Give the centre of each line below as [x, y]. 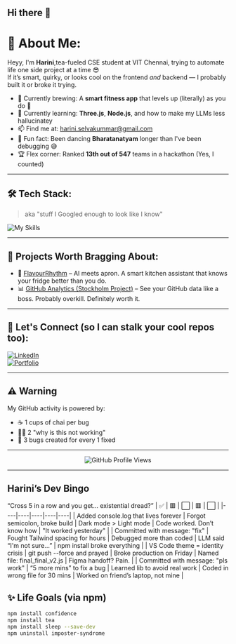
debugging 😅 [37, 146]
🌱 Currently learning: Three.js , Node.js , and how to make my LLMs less [121, 114]
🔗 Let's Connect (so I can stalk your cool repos [111, 327]
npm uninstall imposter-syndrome [56, 633]
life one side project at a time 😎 [53, 70]
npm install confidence [42, 614]
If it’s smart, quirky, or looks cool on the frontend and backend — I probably [117, 77]
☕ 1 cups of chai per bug [53, 422]
